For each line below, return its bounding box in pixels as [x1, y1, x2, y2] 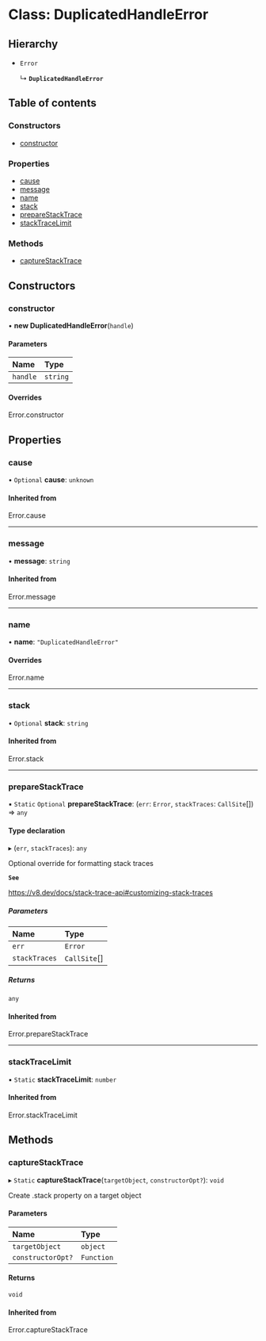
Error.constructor [8, 410, 65, 420]
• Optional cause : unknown [8, 475, 94, 485]
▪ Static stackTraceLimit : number [8, 1075, 117, 1084]
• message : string [8, 556, 70, 565]
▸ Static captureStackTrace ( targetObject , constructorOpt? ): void [8, 1175, 224, 1185]
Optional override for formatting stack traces [8, 859, 154, 868]
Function [80, 1253, 114, 1262]
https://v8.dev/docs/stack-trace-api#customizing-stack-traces [8, 888, 214, 898]
